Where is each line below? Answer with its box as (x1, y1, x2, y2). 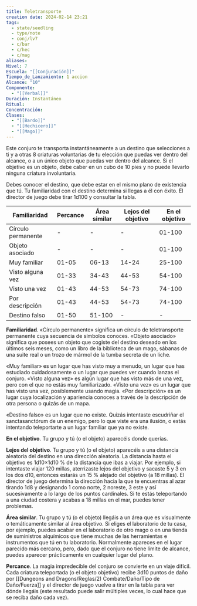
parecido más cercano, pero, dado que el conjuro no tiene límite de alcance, (6, 545, 191, 552)
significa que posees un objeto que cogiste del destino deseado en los (6, 338, 177, 346)
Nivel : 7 (6, 63, 28, 69)
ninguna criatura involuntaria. (6, 170, 77, 177)
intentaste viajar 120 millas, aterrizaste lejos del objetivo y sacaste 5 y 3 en (6, 465, 186, 472)
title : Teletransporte (6, 8, 62, 15)
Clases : (6, 112, 25, 118)
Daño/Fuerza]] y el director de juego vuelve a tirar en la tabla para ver (6, 581, 175, 588)
